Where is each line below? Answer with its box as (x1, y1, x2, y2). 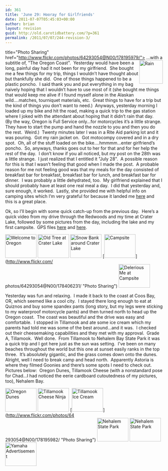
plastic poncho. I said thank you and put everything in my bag (5, 81, 133, 87)
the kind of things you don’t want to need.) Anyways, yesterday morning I (5, 102, 157, 108)
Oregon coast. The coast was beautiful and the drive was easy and (5, 314, 144, 320)
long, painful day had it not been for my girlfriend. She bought (5, 65, 134, 71)
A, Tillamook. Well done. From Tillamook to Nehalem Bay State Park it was (5, 335, 160, 341)
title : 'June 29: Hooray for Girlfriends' (5, 12, 95, 17)
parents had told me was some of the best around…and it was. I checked (5, 324, 156, 330)
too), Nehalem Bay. (5, 378, 44, 384)
